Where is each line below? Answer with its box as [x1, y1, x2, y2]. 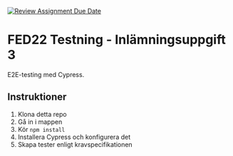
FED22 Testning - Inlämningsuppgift [7, 32, 226, 48]
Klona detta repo [17, 110, 67, 118]
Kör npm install [17, 125, 66, 133]
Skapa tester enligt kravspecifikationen [17, 140, 133, 149]
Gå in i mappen [17, 118, 63, 126]
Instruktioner [7, 91, 67, 103]
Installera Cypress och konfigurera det [17, 132, 130, 141]
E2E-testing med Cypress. [7, 70, 85, 78]
